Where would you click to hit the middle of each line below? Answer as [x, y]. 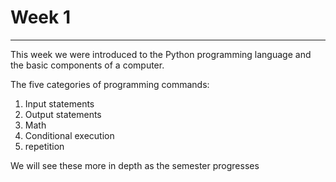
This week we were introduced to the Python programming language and [161, 54]
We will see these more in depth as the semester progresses [135, 165]
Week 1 [40, 17]
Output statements [63, 114]
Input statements [59, 103]
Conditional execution [69, 135]
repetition [44, 146]
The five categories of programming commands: [110, 84]
